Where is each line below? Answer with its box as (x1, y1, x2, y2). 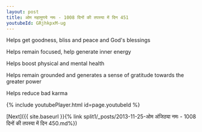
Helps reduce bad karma (6, 90, 68, 97)
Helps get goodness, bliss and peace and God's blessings (6, 37, 151, 44)
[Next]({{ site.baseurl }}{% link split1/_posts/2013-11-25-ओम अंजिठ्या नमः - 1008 (6, 113, 197, 121)
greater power (6, 78, 42, 85)
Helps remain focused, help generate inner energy (6, 48, 131, 55)
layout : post (6, 8, 39, 15)
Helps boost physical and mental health (6, 60, 104, 67)
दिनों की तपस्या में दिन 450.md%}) (6, 120, 77, 127)
